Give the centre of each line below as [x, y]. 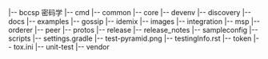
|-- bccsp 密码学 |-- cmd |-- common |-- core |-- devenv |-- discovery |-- [130, 12]
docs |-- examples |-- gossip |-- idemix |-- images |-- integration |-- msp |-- [134, 22]
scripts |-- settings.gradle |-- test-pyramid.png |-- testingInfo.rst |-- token [130, 38]
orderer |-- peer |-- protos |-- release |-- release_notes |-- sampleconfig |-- [133, 30]
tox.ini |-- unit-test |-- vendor [61, 47]
